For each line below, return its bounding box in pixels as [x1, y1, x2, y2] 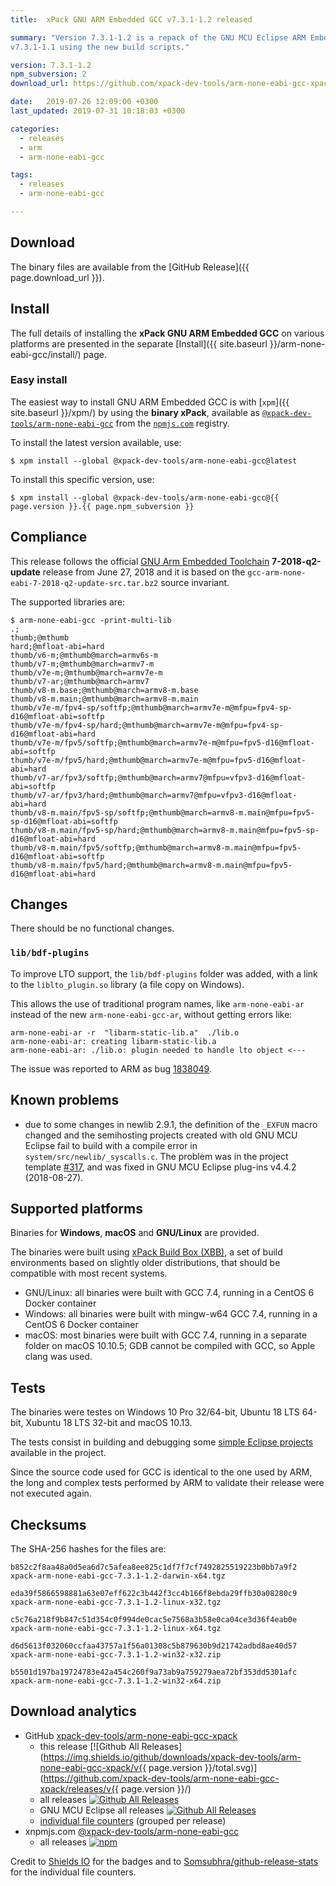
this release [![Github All [39, 1740, 140, 1752]
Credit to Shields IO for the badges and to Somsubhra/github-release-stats [10, 1855, 319, 1867]
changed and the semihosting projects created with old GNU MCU [24, 1129, 298, 1141]
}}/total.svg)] [204, 1761, 258, 1773]
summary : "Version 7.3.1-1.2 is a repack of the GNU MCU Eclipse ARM [10, 32, 307, 43]
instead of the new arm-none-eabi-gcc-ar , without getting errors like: [10, 1008, 293, 1020]
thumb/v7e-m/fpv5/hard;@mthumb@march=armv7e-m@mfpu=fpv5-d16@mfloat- [10, 755, 307, 765]
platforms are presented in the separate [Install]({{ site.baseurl [10, 337, 268, 350]
